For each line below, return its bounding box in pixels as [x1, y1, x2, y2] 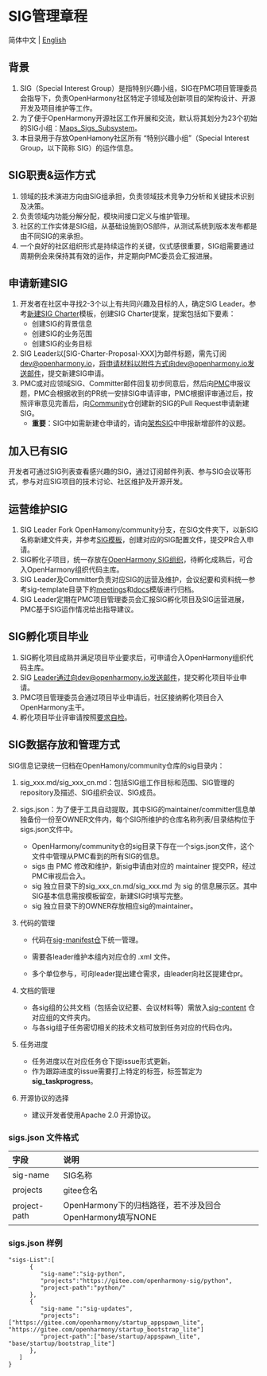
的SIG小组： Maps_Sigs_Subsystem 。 [19, 123, 141, 132]
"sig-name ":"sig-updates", [40, 1305, 133, 1313]
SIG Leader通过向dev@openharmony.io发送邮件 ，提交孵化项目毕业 [19, 672, 240, 682]
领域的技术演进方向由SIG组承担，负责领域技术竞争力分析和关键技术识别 [19, 191, 254, 201]
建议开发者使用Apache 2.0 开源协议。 [31, 1110, 156, 1120]
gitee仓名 [63, 1184, 98, 1195]
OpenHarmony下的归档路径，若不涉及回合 [63, 1199, 222, 1210]
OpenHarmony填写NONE [63, 1211, 157, 1222]
